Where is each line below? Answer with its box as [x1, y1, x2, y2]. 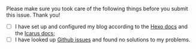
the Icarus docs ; [14, 30, 55, 37]
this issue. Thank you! [6, 11, 61, 19]
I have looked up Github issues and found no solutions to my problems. [14, 36, 191, 44]
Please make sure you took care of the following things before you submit [6, 5, 188, 12]
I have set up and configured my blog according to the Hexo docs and [14, 23, 188, 30]
